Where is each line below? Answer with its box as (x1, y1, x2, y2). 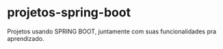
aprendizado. (7, 34, 44, 42)
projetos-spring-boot (7, 5, 131, 20)
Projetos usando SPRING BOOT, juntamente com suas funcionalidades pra (7, 27, 217, 35)
